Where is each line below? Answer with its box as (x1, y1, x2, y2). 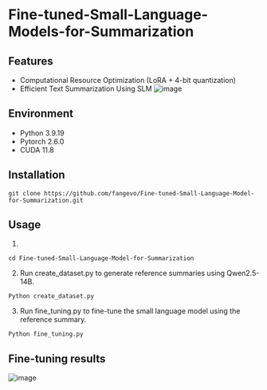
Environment (8, 107, 74, 120)
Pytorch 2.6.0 (19, 136, 65, 146)
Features (8, 54, 53, 68)
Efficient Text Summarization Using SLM (19, 84, 153, 93)
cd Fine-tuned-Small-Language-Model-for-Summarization (8, 254, 194, 262)
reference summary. (19, 315, 87, 325)
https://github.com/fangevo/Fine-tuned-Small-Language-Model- (43, 189, 255, 197)
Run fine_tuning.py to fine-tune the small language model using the (19, 306, 241, 316)
